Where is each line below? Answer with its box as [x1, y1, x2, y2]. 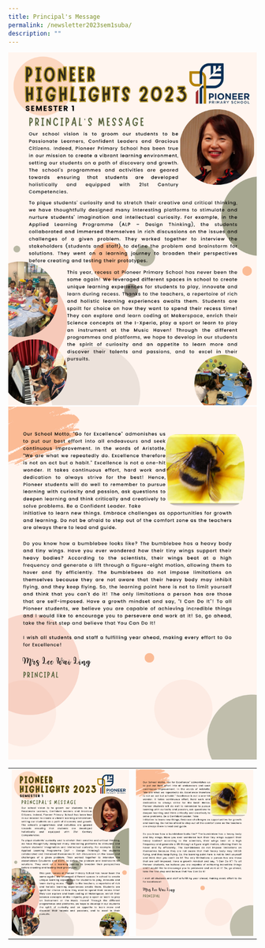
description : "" [8, 29, 62, 37]
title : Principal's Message [8, 13, 101, 21]
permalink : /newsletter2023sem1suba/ [8, 21, 132, 29]
